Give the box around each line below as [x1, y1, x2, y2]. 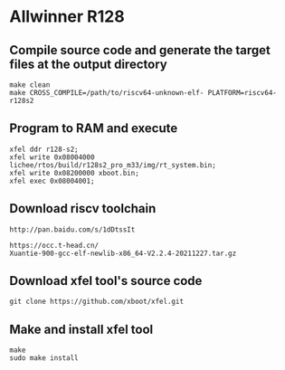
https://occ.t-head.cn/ [9, 241, 100, 250]
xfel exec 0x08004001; [9, 176, 95, 185]
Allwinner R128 [9, 6, 125, 27]
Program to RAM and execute [9, 120, 178, 137]
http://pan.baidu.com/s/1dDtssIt [9, 224, 136, 234]
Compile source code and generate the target [9, 43, 271, 58]
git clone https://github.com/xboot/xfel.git [9, 297, 184, 307]
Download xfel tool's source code [9, 273, 203, 289]
